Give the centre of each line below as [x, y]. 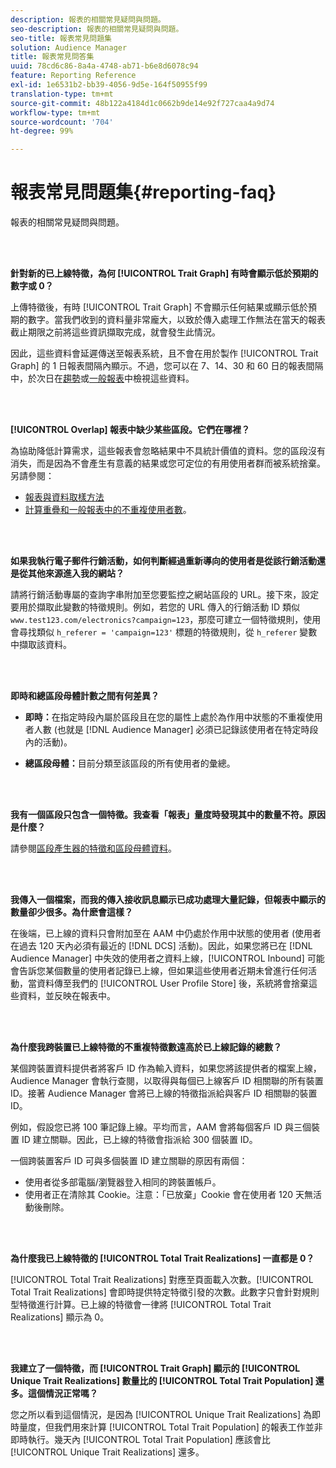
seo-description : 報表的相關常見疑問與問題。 [97, 29]
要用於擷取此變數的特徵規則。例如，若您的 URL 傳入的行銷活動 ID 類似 [155, 607]
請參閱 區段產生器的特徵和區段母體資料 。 [93, 848]
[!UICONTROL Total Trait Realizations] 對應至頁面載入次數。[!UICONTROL [162, 1280]
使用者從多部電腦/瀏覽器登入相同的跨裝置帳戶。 [123, 1182]
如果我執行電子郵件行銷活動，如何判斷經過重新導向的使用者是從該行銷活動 [163, 561]
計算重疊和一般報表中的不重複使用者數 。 [108, 510]
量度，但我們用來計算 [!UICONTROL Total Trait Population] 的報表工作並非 [170, 1427]
